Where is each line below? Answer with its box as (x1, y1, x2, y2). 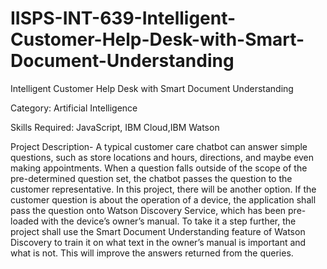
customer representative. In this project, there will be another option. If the (10, 183, 317, 195)
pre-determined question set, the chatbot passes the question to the (10, 172, 293, 184)
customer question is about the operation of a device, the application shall (10, 193, 317, 206)
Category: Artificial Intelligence (10, 102, 138, 114)
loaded (10, 215, 40, 227)
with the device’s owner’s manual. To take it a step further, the (41, 215, 297, 227)
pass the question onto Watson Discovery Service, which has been (10, 204, 287, 216)
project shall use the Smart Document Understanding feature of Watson (10, 225, 306, 237)
